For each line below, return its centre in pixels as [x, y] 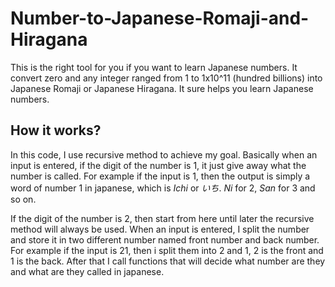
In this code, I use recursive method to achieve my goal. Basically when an [164, 154]
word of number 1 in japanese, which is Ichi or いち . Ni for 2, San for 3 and [163, 188]
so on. [23, 199]
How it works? [56, 130]
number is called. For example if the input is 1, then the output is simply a [160, 176]
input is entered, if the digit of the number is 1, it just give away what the [158, 165]
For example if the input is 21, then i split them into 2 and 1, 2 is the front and [167, 250]
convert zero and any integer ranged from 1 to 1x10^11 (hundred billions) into [166, 78]
